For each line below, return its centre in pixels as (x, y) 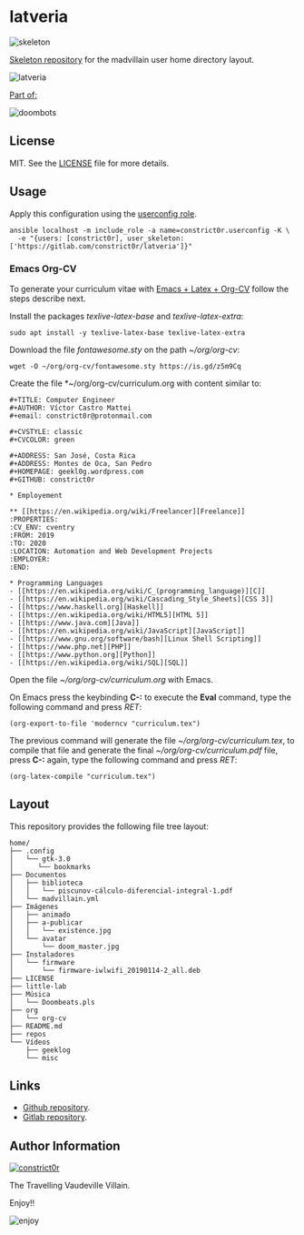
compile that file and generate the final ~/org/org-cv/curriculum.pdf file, (144, 750)
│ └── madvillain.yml (54, 898)
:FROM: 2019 (32, 535)
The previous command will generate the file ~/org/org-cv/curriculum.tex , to (152, 740)
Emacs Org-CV (43, 268)
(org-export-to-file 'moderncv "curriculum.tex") (105, 724)
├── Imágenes (34, 906)
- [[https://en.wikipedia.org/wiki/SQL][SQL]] (99, 663)
